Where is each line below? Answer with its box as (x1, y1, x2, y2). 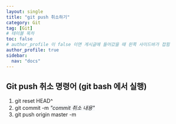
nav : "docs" (11, 58, 41, 64)
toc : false (6, 36, 33, 42)
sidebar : (6, 53, 28, 58)
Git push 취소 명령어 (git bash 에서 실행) (6, 81, 147, 92)
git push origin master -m (14, 111, 77, 118)
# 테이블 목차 (6, 31, 35, 37)
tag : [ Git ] (6, 25, 33, 31)
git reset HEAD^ (14, 97, 53, 105)
